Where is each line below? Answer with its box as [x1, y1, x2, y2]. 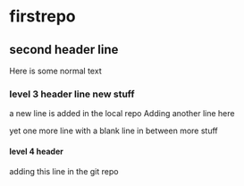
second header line [9, 42, 119, 57]
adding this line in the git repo [9, 165, 119, 176]
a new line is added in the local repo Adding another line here [9, 108, 235, 119]
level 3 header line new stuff [9, 88, 135, 100]
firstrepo [9, 6, 76, 27]
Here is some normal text [9, 65, 102, 76]
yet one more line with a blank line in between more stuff [9, 125, 219, 136]
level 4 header [9, 146, 64, 156]
